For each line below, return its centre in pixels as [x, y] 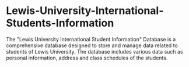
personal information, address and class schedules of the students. [87, 58]
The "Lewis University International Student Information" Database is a [91, 39]
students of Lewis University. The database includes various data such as [94, 51]
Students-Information [60, 23]
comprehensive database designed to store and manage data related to [92, 45]
